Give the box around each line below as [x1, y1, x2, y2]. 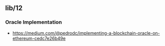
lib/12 [5, 4, 23, 12]
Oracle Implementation [5, 19, 62, 26]
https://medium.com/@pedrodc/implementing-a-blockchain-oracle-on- [12, 30, 160, 36]
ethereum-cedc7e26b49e [12, 35, 66, 41]
